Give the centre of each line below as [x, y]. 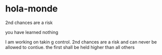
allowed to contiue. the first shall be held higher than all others [70, 47]
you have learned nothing [32, 32]
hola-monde [32, 9]
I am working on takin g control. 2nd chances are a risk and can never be [81, 42]
